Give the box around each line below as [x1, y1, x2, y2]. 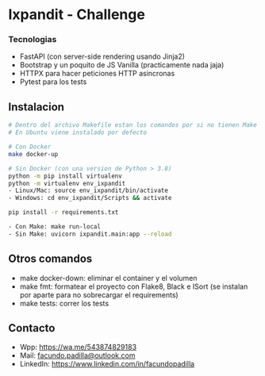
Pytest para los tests [19, 77, 87, 86]
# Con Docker [8, 143, 52, 152]
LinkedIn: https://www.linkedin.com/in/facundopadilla [19, 359, 195, 369]
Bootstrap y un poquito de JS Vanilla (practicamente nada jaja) [19, 60, 225, 70]
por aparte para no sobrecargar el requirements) [19, 290, 179, 299]
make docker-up [8, 150, 59, 158]
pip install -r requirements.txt [8, 209, 119, 217]
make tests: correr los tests [19, 298, 109, 308]
